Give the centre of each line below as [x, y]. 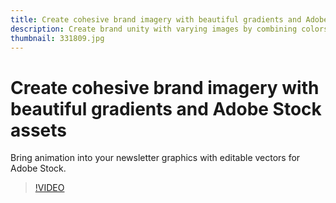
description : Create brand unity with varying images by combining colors [169, 29]
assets [39, 130]
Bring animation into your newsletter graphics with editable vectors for [155, 158]
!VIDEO [49, 188]
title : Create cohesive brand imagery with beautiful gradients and [156, 19]
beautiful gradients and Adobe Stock [166, 108]
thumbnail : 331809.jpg [57, 38]
